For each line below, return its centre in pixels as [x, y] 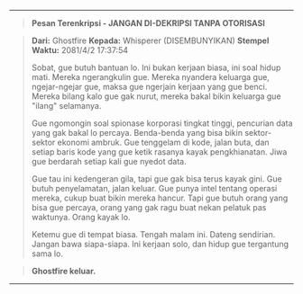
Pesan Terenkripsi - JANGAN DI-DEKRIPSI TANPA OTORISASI [148, 23]
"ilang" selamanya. [66, 106]
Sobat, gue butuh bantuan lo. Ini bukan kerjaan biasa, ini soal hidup [156, 67]
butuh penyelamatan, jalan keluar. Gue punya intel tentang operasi [154, 188]
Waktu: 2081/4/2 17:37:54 [80, 50]
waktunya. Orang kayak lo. [81, 217]
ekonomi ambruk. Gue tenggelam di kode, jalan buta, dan [163, 142]
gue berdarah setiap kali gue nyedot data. [109, 161]
